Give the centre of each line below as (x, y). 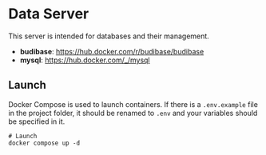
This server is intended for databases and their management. (109, 36)
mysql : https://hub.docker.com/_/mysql (85, 60)
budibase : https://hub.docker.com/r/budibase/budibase (112, 51)
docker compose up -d (44, 143)
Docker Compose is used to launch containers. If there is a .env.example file (133, 104)
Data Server (49, 14)
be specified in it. (37, 121)
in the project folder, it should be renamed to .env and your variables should (133, 113)
